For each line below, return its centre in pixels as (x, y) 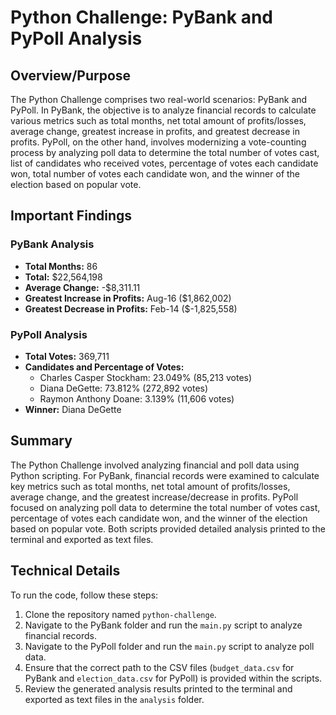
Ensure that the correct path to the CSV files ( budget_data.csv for (159, 667)
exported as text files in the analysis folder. (114, 699)
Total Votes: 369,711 (67, 356)
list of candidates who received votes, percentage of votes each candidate (164, 163)
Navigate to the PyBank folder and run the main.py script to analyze (163, 625)
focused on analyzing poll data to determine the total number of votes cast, (165, 507)
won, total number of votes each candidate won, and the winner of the (155, 174)
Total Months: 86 (61, 266)
